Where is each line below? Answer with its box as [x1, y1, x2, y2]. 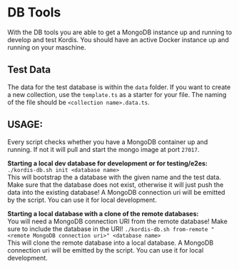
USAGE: [7, 118, 44, 131]
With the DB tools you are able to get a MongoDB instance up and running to [7, 28, 233, 36]
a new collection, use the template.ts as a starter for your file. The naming [7, 90, 227, 98]
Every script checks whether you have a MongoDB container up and [7, 137, 208, 146]
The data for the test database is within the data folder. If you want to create [7, 83, 231, 91]
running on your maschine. [7, 43, 87, 51]
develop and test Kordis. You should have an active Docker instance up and [7, 35, 230, 44]
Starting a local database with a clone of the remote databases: [7, 209, 199, 218]
